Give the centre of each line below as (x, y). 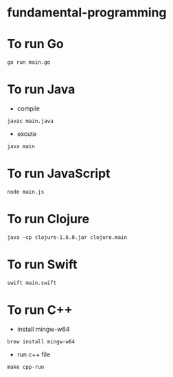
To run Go (35, 44)
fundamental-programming (87, 13)
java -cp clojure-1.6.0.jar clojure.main (67, 237)
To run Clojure (48, 219)
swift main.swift (32, 283)
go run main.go (29, 62)
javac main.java (30, 122)
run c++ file (34, 354)
